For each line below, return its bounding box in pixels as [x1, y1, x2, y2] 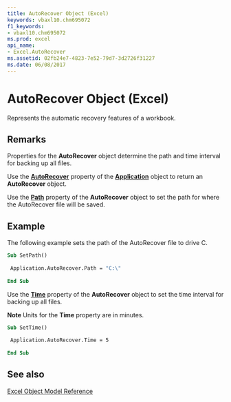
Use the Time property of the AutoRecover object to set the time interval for [7, 290, 224, 298]
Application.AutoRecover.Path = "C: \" [10, 264, 122, 272]
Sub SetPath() [7, 252, 48, 259]
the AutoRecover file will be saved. [7, 200, 105, 209]
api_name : [7, 42, 36, 49]
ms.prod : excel [7, 36, 51, 43]
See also [7, 369, 45, 381]
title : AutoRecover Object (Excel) [7, 10, 109, 17]
